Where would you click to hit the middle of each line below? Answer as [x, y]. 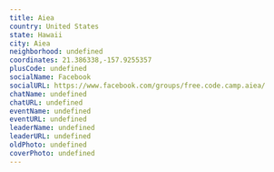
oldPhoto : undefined [49, 145]
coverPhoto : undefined [52, 153]
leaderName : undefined [52, 128]
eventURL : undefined [49, 119]
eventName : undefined [50, 111]
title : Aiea [32, 18]
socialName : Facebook [50, 77]
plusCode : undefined [49, 69]
